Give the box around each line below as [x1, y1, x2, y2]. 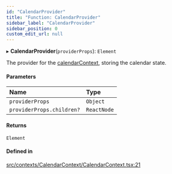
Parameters [6, 73, 36, 80]
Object [86, 98, 105, 105]
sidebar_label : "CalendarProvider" [6, 20, 96, 26]
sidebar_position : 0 [6, 25, 58, 32]
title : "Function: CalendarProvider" [6, 14, 101, 20]
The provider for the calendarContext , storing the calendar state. [6, 59, 167, 67]
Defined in [6, 148, 33, 155]
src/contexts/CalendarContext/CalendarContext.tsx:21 [6, 161, 141, 168]
